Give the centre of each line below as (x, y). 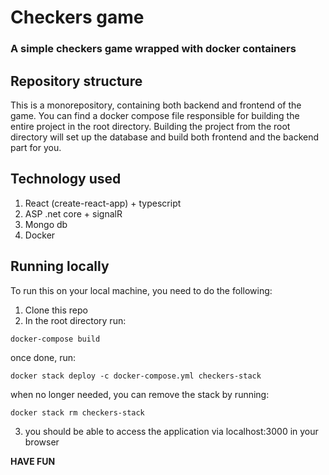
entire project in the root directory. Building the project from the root (150, 126)
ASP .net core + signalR (73, 213)
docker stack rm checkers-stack (77, 412)
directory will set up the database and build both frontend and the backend (165, 137)
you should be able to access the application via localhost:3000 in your (171, 431)
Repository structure (76, 81)
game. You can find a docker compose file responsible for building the (155, 115)
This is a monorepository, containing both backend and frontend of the (156, 105)
